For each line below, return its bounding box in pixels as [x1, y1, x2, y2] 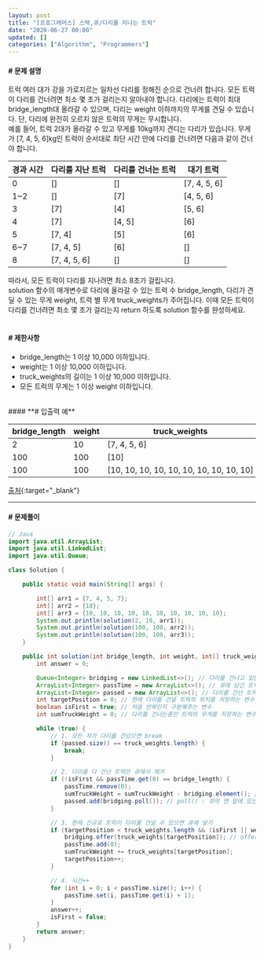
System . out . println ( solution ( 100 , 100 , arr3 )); [36, 631, 195, 639]
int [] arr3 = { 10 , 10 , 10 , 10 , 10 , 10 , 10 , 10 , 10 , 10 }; [36, 609, 227, 617]
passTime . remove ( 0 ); [64, 783, 132, 791]
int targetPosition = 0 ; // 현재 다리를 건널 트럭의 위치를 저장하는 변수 [36, 696, 255, 704]
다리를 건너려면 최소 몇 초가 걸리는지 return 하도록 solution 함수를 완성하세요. [8, 305, 246, 315]
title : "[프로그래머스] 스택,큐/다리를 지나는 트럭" [8, 19, 156, 27]
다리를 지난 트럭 [50, 164, 106, 175]
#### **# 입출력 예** [8, 406, 75, 416]
